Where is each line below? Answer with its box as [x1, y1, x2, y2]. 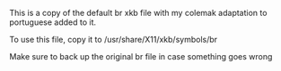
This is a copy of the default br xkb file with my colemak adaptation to [9, 8, 268, 18]
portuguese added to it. [9, 17, 97, 28]
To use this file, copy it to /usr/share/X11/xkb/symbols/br [9, 35, 218, 44]
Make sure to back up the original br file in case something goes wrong [9, 51, 273, 61]
